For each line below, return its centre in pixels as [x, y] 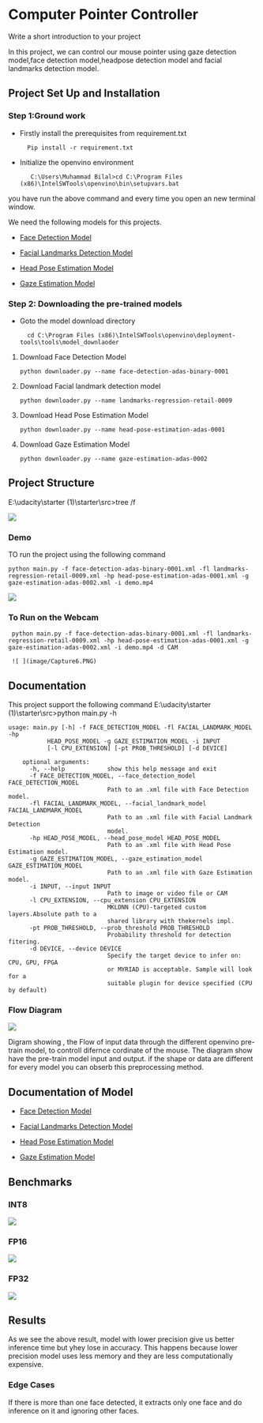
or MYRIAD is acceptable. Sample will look [180, 969]
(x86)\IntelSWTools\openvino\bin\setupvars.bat [99, 183]
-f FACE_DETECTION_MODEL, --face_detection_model [112, 776]
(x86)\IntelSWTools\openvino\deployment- [167, 335]
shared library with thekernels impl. [171, 921]
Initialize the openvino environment [77, 162]
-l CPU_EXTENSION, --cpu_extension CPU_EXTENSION [112, 901]
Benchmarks [40, 1182]
